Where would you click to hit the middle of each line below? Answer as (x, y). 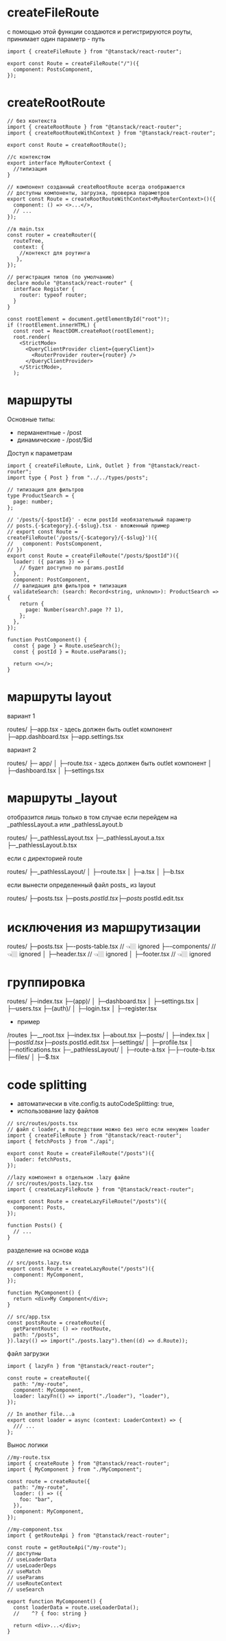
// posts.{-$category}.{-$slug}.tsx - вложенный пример (88, 526)
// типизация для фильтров (46, 489)
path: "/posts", (36, 1335)
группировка (46, 982)
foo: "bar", (36, 1500)
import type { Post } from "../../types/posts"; (78, 477)
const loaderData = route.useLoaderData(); (76, 1608)
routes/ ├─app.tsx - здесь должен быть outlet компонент (90, 729)
